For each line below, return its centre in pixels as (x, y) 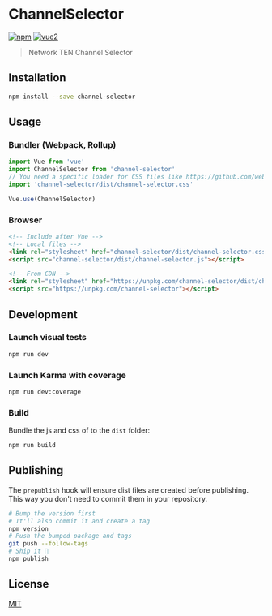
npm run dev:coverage (45, 392)
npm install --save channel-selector (72, 97)
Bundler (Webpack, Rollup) (62, 144)
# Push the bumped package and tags (70, 536)
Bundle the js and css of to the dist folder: (79, 430)
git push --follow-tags (49, 544)
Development (43, 314)
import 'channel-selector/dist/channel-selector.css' (101, 184)
